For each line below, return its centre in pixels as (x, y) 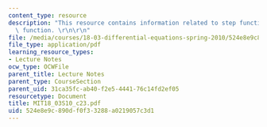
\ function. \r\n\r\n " (53, 30)
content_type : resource (48, 15)
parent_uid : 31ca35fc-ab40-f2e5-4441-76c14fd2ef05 (94, 89)
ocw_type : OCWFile (39, 67)
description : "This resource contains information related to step (122, 23)
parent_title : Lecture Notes (56, 74)
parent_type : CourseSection (55, 81)
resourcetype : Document (48, 96)
